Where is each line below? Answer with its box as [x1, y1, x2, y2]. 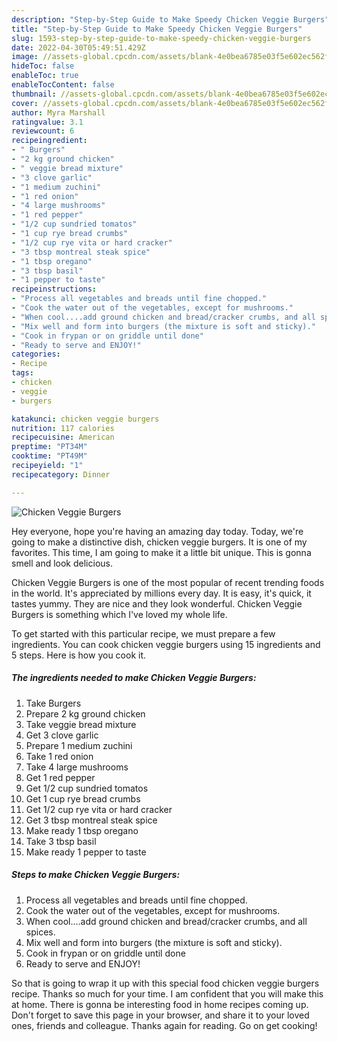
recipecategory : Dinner [11, 469, 111, 480]
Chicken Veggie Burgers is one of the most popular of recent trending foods [11, 576, 325, 588]
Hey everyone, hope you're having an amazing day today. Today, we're [11, 525, 304, 537]
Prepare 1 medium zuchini [25, 739, 133, 751]
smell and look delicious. [11, 557, 113, 569]
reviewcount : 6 [11, 126, 75, 136]
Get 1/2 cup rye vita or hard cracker [25, 803, 173, 815]
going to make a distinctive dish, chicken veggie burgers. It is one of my [11, 536, 308, 548]
